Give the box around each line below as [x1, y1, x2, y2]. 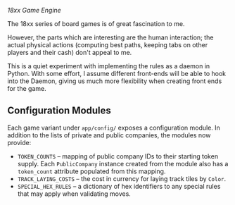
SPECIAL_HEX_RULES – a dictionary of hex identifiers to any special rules [17, 182, 221, 190]
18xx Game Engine [7, 6, 61, 14]
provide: [7, 138, 32, 147]
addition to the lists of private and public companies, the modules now [7, 130, 211, 139]
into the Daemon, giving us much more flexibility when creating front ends [7, 77, 222, 85]
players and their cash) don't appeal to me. [7, 49, 132, 56]
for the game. [7, 85, 47, 92]
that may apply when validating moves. [17, 190, 132, 198]
